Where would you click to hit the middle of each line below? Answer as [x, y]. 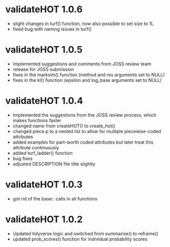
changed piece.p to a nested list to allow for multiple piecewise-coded [87, 131]
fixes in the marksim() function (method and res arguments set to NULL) [89, 75]
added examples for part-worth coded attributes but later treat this [83, 142]
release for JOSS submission [43, 69]
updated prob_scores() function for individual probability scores [80, 239]
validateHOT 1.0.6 [44, 9]
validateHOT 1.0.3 [44, 185]
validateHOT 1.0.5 [44, 50]
